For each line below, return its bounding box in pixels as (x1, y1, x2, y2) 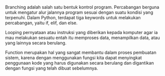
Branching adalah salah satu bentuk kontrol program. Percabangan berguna (5, 4, 160, 10)
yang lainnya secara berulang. (5, 40, 67, 46)
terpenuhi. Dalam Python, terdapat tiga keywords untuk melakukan (5, 15, 141, 20)
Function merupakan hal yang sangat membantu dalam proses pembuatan (5, 49, 157, 55)
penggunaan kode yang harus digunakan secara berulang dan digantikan (5, 60, 154, 66)
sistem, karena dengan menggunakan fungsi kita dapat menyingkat (5, 55, 142, 61)
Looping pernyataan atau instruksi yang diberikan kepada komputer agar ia (5, 30, 158, 35)
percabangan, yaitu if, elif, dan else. (5, 20, 78, 26)
